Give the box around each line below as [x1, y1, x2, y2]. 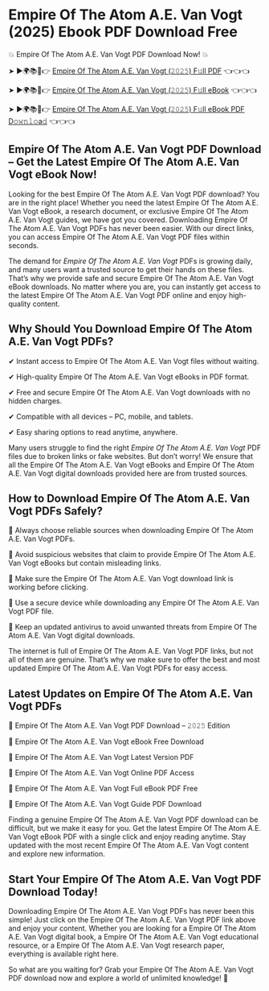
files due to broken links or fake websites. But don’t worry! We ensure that [8, 451, 253, 460]
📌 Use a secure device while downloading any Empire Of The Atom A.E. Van [8, 598, 259, 608]
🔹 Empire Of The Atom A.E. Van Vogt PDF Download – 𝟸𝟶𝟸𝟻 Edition [8, 721, 230, 730]
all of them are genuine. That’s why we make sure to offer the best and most [8, 654, 260, 665]
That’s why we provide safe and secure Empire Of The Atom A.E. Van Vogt [8, 273, 255, 283]
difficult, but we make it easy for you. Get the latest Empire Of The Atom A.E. [8, 824, 262, 833]
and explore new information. [8, 849, 106, 859]
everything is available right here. [8, 949, 119, 959]
